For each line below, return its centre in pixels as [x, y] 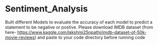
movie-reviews [20, 37]
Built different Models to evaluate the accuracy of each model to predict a [79, 22]
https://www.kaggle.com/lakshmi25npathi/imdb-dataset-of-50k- [82, 32]
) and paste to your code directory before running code [90, 37]
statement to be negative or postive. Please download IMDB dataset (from [79, 27]
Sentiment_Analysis [46, 9]
